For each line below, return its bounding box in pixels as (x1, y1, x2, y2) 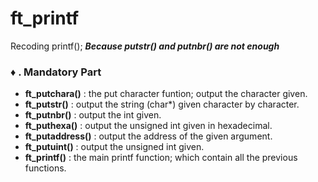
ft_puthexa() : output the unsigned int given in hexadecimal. (24, 120, 273, 132)
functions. (24, 162, 67, 174)
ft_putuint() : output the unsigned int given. (24, 141, 205, 153)
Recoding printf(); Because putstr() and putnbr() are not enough (10, 40, 280, 52)
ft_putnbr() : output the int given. (24, 109, 162, 121)
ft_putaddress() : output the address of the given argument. (24, 130, 273, 142)
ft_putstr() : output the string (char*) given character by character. (24, 98, 300, 111)
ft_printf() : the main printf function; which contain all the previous (24, 152, 298, 164)
